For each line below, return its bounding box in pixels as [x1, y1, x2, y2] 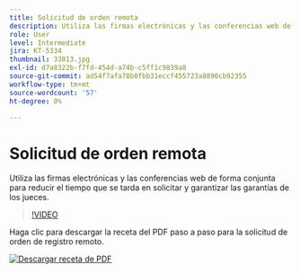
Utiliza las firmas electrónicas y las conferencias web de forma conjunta [9, 172, 276, 184]
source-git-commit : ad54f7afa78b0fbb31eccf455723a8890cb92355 [9, 72, 247, 81]
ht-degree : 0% [9, 96, 63, 106]
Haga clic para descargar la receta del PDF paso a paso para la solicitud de [9, 226, 288, 238]
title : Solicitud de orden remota [9, 13, 139, 22]
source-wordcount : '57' [9, 88, 99, 97]
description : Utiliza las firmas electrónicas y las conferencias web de [9, 22, 292, 31]
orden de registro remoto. [9, 236, 105, 247]
